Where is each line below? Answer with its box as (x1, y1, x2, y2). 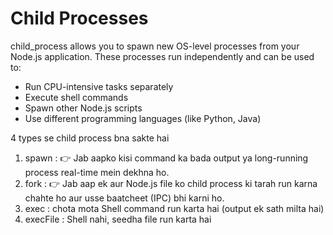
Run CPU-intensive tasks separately (24, 80, 174, 92)
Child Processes (10, 7, 149, 30)
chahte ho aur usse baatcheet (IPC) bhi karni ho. (24, 192, 225, 204)
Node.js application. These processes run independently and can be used (10, 50, 315, 62)
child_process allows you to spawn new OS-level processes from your (10, 40, 300, 52)
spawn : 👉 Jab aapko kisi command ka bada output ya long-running (24, 152, 309, 164)
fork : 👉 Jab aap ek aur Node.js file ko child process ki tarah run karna (24, 177, 318, 189)
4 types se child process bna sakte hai (10, 132, 170, 144)
